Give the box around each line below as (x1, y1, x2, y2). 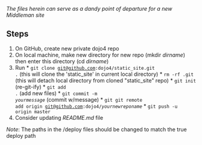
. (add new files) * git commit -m (14, 90, 98, 97)
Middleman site (6, 11, 45, 19)
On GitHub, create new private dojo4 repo (14, 45, 119, 52)
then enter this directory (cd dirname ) (14, 57, 109, 65)
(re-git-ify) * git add (14, 83, 66, 90)
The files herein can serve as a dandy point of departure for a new (6, 5, 172, 12)
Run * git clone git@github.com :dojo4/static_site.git (14, 64, 155, 71)
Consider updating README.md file (14, 114, 104, 121)
